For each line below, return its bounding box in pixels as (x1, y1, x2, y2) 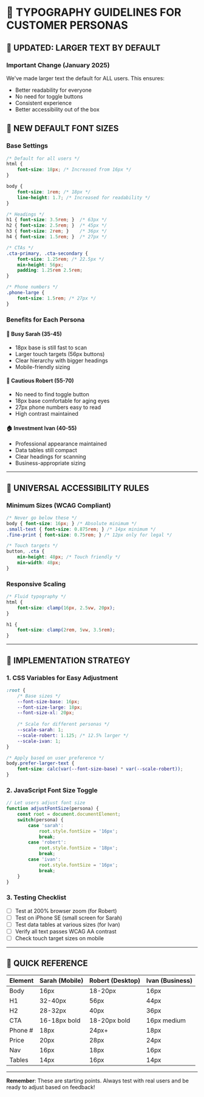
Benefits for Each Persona (6, 315, 85, 324)
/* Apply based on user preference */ (6, 755, 104, 761)
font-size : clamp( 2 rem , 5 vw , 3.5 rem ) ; (17, 627, 115, 633)
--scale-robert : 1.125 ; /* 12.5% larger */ (17, 732, 129, 738)
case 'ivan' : (28, 856, 61, 862)
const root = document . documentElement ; (17, 811, 121, 817)
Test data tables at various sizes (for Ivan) (15, 921, 120, 928)
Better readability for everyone (15, 86, 92, 94)
